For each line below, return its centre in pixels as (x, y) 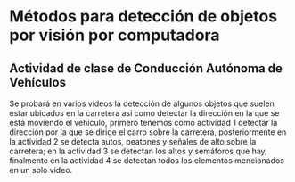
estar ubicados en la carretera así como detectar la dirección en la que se (144, 113)
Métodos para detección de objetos (143, 17)
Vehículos (38, 82)
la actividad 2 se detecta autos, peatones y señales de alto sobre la (133, 141)
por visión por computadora (115, 35)
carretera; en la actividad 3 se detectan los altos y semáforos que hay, (138, 151)
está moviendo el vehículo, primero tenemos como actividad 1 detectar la (143, 123)
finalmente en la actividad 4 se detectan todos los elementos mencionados (147, 161)
